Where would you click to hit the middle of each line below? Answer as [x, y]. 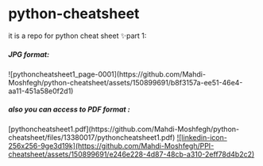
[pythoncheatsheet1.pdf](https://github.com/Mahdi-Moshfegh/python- [124, 129]
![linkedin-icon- [202, 137]
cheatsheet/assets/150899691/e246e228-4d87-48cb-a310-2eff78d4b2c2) [131, 154]
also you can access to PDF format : [69, 109]
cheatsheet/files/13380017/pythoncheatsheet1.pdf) [92, 137]
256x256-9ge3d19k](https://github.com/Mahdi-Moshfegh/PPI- [111, 145]
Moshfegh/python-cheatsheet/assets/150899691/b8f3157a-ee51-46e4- [126, 82]
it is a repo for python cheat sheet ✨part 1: [77, 36]
